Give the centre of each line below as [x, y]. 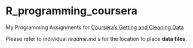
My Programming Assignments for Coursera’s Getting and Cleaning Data [95, 27]
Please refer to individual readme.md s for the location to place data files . [96, 39]
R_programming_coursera [72, 11]
